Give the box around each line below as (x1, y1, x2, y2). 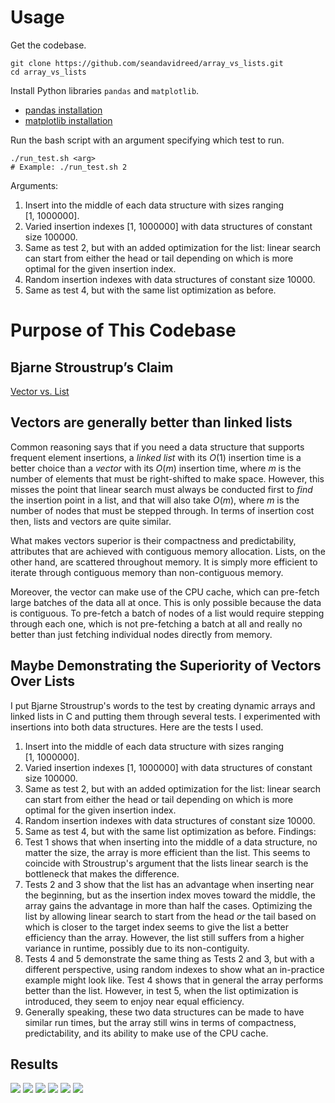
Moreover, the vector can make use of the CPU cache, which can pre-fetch (10, 586, 320, 598)
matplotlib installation (24, 114, 113, 126)
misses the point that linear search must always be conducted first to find (10, 483, 313, 495)
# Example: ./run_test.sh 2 (10, 162, 128, 172)
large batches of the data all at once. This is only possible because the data (10, 596, 322, 608)
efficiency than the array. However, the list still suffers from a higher (24, 931, 305, 943)
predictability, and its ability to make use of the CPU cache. (24, 1027, 269, 1039)
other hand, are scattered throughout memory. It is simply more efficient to (10, 556, 318, 568)
